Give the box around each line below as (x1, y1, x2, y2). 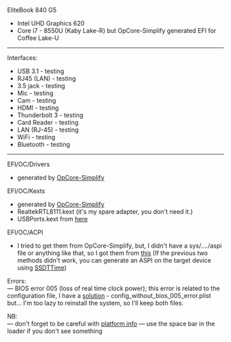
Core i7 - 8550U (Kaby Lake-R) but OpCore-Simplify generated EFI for (16, 27, 217, 34)
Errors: (7, 277, 27, 285)
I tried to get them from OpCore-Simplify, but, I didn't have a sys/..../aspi (16, 241, 222, 250)
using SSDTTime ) (16, 263, 67, 272)
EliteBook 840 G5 (7, 6, 57, 14)
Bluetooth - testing (16, 141, 71, 148)
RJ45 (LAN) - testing (16, 74, 76, 82)
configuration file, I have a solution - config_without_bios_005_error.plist (7, 292, 212, 299)
